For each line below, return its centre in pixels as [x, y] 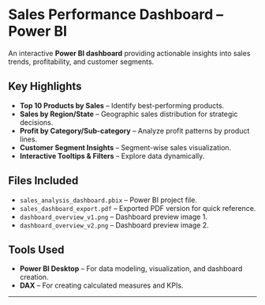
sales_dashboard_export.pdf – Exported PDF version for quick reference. [138, 208]
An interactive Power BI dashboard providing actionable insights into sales [129, 53]
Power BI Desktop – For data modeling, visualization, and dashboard [131, 269]
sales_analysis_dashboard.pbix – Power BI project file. [108, 200]
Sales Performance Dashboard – [116, 15]
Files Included [43, 181]
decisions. [36, 122]
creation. [34, 277]
